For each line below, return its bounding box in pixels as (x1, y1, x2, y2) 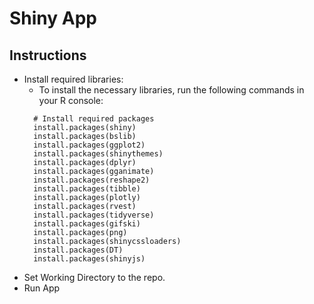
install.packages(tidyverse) (33, 210, 155, 220)
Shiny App (9, 7, 97, 30)
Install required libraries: (23, 73, 124, 85)
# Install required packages (33, 114, 155, 124)
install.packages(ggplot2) (33, 140, 146, 150)
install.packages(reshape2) (33, 175, 151, 185)
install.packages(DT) (33, 245, 124, 255)
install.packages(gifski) (33, 219, 141, 229)
